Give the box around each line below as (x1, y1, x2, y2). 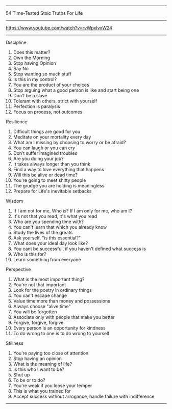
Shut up (13, 372, 30, 377)
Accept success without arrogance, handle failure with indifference (13, 393, 155, 399)
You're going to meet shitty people (13, 177, 86, 183)
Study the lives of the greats (13, 230, 73, 235)
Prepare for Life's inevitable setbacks (13, 188, 92, 194)
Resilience (6, 119, 28, 125)
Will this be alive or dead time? (13, 172, 78, 178)
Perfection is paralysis (13, 103, 60, 110)
